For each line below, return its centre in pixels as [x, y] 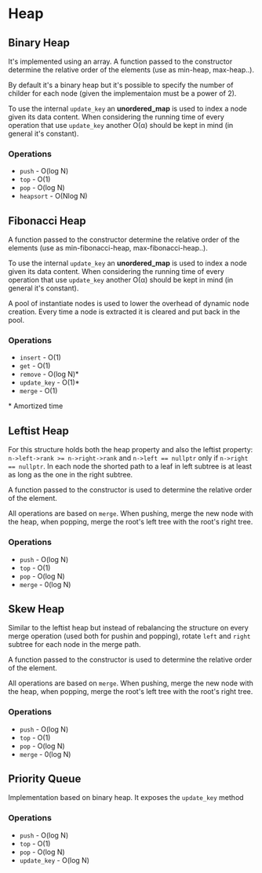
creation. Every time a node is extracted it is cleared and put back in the [124, 312]
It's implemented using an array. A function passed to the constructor [120, 61]
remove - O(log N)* [49, 374]
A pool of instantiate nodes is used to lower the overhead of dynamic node [129, 304]
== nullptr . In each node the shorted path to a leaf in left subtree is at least [130, 466]
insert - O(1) [40, 357]
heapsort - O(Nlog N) [53, 196]
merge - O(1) [38, 391]
